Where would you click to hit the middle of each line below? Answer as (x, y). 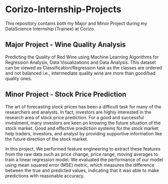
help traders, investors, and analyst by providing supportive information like (84, 133)
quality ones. (19, 78)
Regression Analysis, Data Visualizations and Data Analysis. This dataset (81, 62)
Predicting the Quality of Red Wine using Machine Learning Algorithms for (82, 57)
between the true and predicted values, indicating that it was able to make (82, 170)
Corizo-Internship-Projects (63, 9)
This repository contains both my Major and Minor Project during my (76, 23)
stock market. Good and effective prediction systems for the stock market (82, 128)
